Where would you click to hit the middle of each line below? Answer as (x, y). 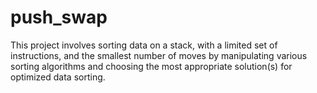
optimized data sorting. (58, 77)
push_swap (59, 17)
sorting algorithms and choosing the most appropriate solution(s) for (151, 66)
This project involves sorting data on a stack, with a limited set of (144, 45)
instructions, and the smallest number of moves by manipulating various (159, 55)
